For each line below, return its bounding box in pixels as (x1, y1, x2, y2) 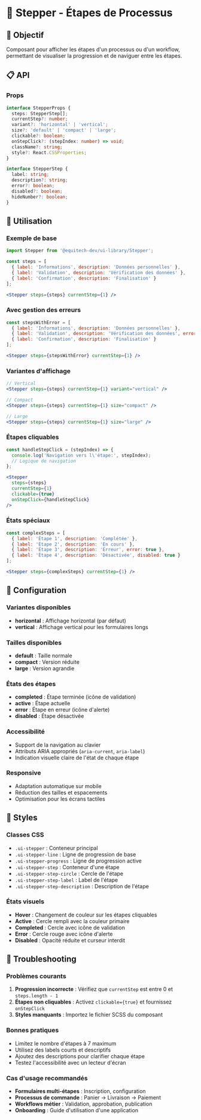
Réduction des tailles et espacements (14, 789, 108, 796)
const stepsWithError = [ (6, 319, 71, 325)
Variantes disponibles (6, 603, 71, 612)
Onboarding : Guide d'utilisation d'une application (14, 1107, 139, 1114)
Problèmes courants (6, 972, 67, 981)
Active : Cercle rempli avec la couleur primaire (14, 917, 130, 924)
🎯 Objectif (6, 30, 44, 40)
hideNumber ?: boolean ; (11, 194, 68, 200)
